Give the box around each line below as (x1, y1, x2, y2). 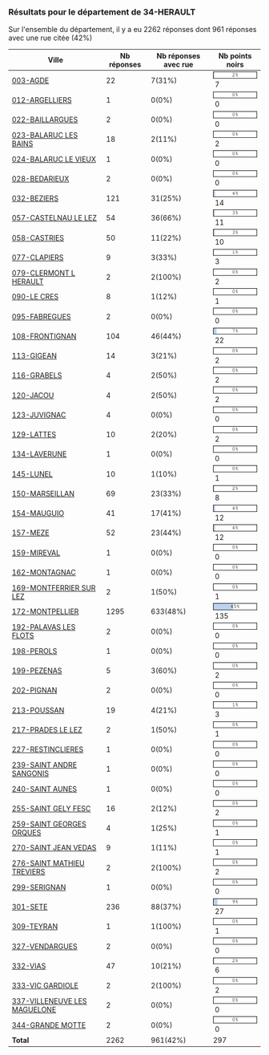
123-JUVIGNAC (11, 410, 66, 420)
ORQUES (11, 827, 42, 837)
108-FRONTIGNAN (11, 331, 77, 341)
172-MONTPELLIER (11, 607, 79, 616)
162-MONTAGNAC (11, 567, 76, 577)
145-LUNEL (11, 469, 54, 479)
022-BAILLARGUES (11, 115, 78, 124)
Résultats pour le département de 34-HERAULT (8, 6, 196, 18)
